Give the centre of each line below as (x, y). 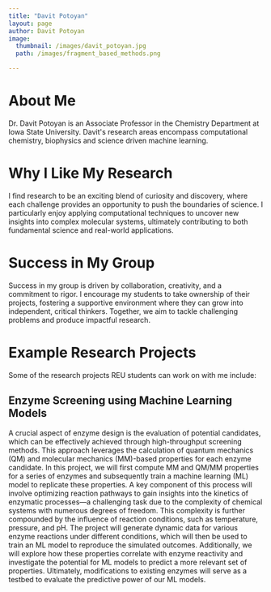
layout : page (30, 24)
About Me (42, 101)
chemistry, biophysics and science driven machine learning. (108, 140)
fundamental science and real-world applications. (91, 230)
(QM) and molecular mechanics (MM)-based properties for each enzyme (130, 458)
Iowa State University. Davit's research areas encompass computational (128, 131)
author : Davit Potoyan (47, 31)
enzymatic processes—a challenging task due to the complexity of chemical (135, 502)
